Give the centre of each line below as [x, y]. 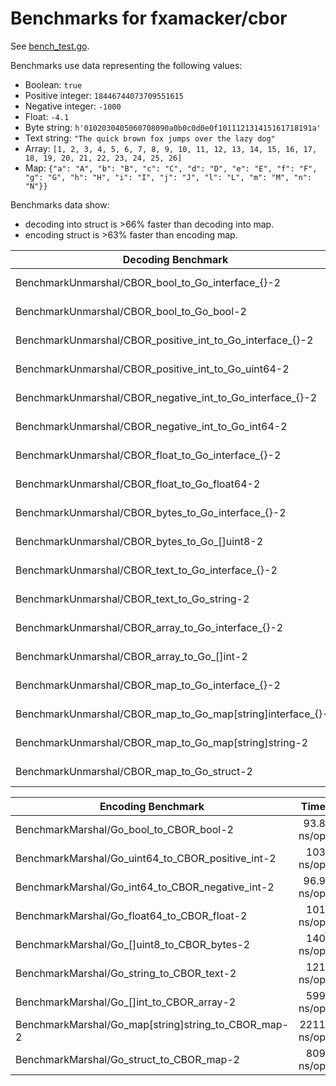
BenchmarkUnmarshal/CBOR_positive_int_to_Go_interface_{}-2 [164, 340]
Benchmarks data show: [60, 204]
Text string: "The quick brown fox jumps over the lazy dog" [150, 138]
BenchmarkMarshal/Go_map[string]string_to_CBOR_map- [152, 1024]
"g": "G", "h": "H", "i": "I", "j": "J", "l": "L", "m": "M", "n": [168, 177]
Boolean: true [53, 84]
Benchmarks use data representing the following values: [126, 65]
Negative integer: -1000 [73, 106]
